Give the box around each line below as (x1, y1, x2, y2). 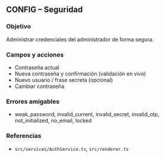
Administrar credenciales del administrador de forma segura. (6, 35, 154, 43)
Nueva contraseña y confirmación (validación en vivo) (14, 70, 146, 77)
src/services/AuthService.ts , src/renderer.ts (14, 145, 129, 152)
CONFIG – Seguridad (6, 5, 83, 15)
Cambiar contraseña (14, 83, 65, 90)
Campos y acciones (6, 50, 64, 58)
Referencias (6, 132, 42, 140)
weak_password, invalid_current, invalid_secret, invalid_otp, (14, 111, 160, 118)
